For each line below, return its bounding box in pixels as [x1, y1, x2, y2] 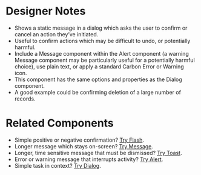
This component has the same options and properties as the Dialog [14, 76, 182, 83]
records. [14, 95, 36, 102]
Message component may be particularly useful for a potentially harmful [14, 56, 195, 64]
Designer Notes [5, 4, 86, 18]
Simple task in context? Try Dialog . [14, 162, 101, 169]
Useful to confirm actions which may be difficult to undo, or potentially [14, 37, 191, 44]
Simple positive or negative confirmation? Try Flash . [14, 136, 145, 144]
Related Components [5, 116, 114, 130]
